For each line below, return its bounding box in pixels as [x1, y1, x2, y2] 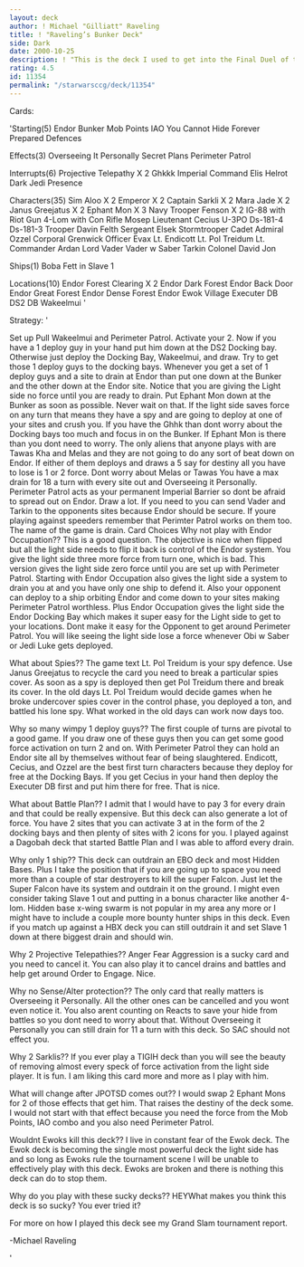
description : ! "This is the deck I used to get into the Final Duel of [9, 55, 290, 64]
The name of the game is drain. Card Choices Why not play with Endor [9, 524, 272, 535]
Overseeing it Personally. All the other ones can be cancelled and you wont [9, 995, 290, 1005]
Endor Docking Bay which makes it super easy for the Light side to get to [9, 611, 281, 622]
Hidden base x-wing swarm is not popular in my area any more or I [27, 902, 276, 913]
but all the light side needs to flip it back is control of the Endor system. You [9, 544, 291, 555]
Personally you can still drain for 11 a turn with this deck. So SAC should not [9, 1024, 290, 1034]
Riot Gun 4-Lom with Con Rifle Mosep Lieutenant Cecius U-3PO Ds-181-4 [9, 214, 283, 224]
